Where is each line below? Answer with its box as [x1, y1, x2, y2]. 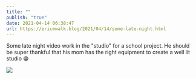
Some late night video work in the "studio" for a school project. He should [6, 42, 190, 49]
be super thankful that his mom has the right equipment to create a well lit [6, 49, 191, 56]
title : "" [6, 8, 31, 15]
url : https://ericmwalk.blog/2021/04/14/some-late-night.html [6, 25, 166, 32]
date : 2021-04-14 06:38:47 [6, 20, 74, 26]
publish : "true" [6, 14, 47, 21]
